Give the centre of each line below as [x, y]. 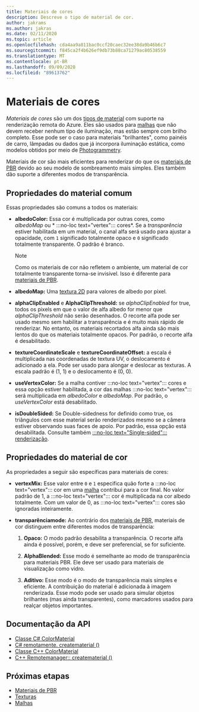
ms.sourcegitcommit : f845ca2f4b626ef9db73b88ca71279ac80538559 [86, 51]
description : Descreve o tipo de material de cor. [70, 17]
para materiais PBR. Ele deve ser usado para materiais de [94, 562]
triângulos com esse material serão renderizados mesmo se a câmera [100, 420]
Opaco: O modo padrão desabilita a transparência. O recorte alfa [103, 538]
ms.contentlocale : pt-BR [37, 61]
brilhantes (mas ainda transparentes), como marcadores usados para [108, 599]
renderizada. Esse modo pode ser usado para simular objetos [99, 592]
